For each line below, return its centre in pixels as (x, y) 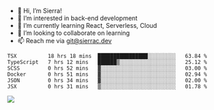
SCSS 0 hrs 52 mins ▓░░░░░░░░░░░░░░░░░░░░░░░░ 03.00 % (107, 68)
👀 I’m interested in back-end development (77, 18)
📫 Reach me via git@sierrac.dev (64, 41)
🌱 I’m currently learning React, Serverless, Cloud (87, 25)
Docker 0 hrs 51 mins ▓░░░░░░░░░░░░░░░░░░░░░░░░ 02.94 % (107, 74)
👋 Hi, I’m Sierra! (40, 11)
